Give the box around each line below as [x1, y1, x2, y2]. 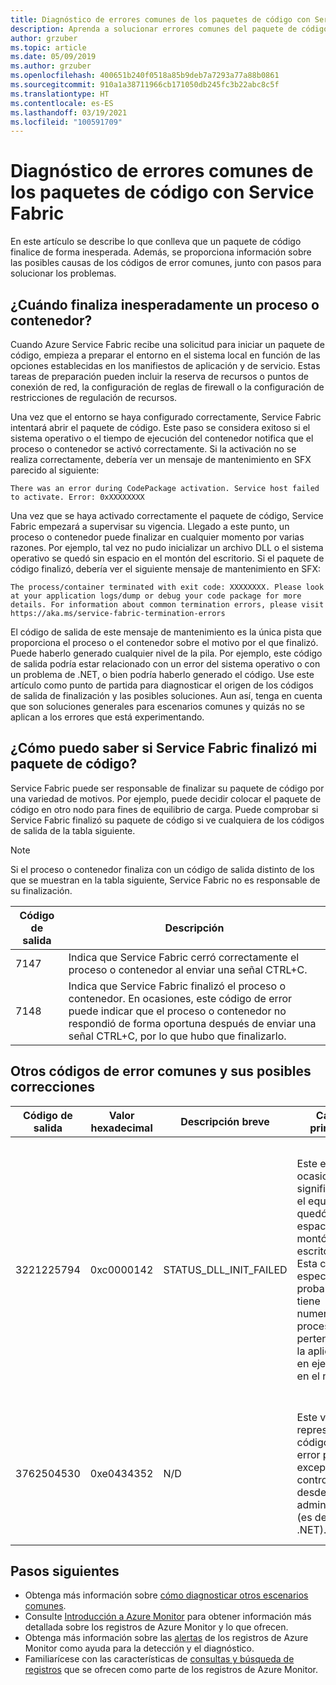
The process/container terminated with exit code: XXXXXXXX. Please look [10, 582, 325, 592]
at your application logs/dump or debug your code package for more [10, 591, 302, 601]
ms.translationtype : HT [10, 89, 110, 99]
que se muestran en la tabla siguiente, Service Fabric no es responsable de [10, 874, 321, 886]
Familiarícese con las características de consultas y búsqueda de [24, 1653, 295, 1665]
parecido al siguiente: [10, 464, 100, 476]
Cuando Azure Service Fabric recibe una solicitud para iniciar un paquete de [10, 339, 325, 350]
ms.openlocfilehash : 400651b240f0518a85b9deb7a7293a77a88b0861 [10, 71, 280, 81]
